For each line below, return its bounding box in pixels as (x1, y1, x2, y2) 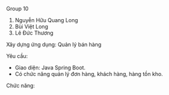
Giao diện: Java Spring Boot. (14, 64, 86, 71)
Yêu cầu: (6, 53, 28, 59)
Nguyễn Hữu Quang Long (14, 17, 79, 23)
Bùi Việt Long (14, 23, 49, 30)
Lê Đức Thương (14, 29, 54, 36)
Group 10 (6, 5, 29, 12)
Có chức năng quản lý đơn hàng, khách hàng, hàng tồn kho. (14, 71, 163, 77)
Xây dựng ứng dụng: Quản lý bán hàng (6, 41, 102, 48)
